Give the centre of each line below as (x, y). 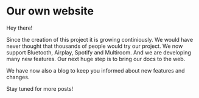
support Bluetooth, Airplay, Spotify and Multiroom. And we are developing (99, 52)
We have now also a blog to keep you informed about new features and (96, 70)
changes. (18, 77)
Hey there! (19, 28)
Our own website (50, 11)
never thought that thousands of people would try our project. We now (95, 46)
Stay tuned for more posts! (40, 88)
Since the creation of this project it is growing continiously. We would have (100, 39)
